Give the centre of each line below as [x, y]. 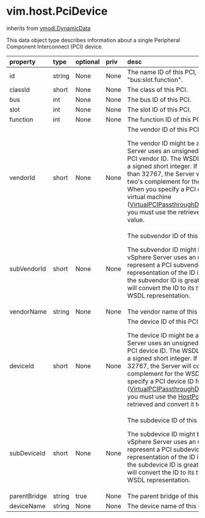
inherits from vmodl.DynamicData [49, 28]
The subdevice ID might [161, 434]
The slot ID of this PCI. [159, 110]
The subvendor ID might [162, 249]
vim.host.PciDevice [57, 11]
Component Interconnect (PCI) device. [55, 47]
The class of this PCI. [157, 89]
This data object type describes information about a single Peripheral [93, 40]
